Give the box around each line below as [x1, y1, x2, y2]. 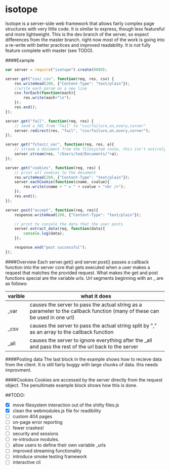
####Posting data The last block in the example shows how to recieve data [5, 356, 162, 362]
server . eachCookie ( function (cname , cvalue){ [14, 180, 110, 185]
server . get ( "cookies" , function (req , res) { [5, 165, 101, 170]
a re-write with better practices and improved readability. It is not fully [5, 42, 151, 48]
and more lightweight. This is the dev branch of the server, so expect [5, 31, 149, 37]
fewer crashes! [12, 425, 44, 431]
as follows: [5, 280, 28, 286]
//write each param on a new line [14, 85, 87, 91]
